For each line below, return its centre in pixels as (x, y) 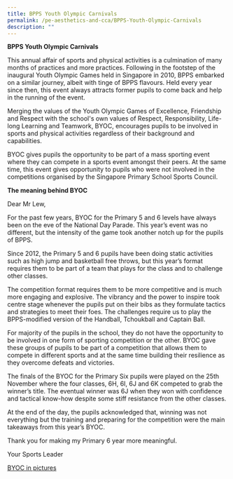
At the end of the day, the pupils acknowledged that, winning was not (107, 412)
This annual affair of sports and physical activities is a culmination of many (115, 60)
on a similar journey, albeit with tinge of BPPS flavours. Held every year (110, 83)
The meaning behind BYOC (48, 191)
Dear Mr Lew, (27, 204)
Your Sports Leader (35, 454)
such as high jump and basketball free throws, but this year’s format (105, 261)
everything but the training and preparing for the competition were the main (116, 420)
